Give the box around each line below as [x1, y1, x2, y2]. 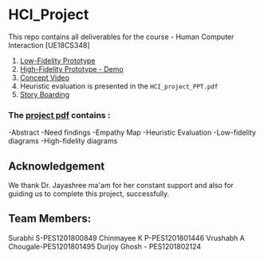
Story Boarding [19, 89, 70, 99]
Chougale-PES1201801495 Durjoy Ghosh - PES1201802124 [8, 241, 202, 251]
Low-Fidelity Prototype [19, 56, 96, 65]
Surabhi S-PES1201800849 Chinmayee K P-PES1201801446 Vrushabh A [8, 233, 245, 242]
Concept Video [19, 73, 70, 82]
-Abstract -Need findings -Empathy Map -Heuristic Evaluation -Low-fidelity [8, 128, 257, 137]
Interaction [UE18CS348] [8, 40, 90, 49]
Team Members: [8, 212, 92, 226]
